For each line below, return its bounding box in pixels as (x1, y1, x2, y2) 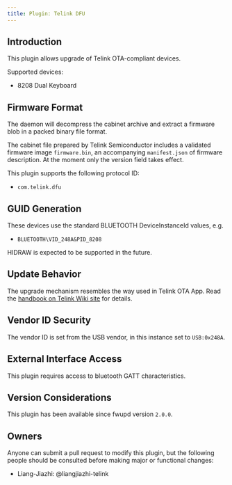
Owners (7, 430, 42, 442)
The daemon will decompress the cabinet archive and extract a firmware (7, 120, 215, 129)
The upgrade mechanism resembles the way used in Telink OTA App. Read (7, 287, 221, 295)
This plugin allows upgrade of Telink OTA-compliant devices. (7, 54, 181, 63)
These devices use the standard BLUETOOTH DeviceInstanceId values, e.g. (7, 221, 224, 230)
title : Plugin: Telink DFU (7, 10, 85, 17)
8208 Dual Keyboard (17, 81, 77, 90)
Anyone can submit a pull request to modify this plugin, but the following (7, 449, 215, 457)
